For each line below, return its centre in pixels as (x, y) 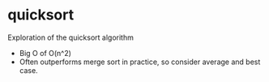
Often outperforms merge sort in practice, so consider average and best (140, 62)
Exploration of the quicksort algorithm (71, 37)
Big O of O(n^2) (45, 53)
